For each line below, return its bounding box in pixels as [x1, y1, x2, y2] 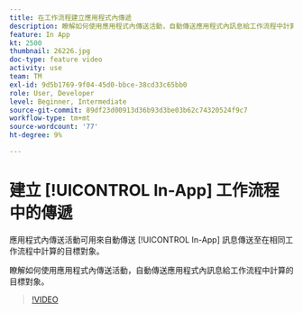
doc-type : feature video [9, 55, 103, 64]
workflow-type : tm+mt [9, 114, 91, 123]
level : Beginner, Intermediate [9, 97, 127, 106]
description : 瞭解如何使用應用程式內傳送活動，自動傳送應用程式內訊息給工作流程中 [9, 22, 284, 31]
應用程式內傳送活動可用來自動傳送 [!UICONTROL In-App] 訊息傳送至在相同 [9, 234, 286, 244]
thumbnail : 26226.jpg [9, 47, 91, 56]
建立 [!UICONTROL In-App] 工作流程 [9, 180, 280, 201]
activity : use [9, 64, 63, 73]
